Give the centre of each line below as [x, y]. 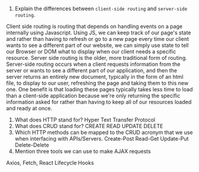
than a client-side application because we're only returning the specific [93, 95]
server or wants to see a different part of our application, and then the [91, 70]
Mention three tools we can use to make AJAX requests [83, 151]
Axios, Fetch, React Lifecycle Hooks [50, 163]
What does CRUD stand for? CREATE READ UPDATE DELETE [89, 126]
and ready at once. [29, 108]
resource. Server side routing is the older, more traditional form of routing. [97, 58]
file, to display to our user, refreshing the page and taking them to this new [97, 83]
